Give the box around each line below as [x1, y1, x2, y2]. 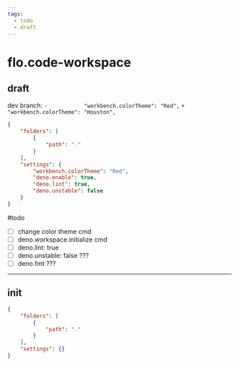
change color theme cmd [17, 227, 92, 235]
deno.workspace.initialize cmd [17, 235, 108, 244]
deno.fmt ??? [17, 259, 56, 267]
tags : [7, 10, 23, 18]
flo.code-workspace [7, 54, 132, 70]
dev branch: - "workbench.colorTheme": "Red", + [7, 101, 185, 110]
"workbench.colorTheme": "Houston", [7, 109, 116, 116]
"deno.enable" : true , [33, 174, 97, 181]
